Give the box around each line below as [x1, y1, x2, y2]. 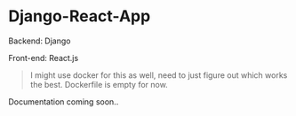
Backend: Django [8, 35, 71, 46]
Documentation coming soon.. [8, 96, 119, 107]
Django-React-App [8, 6, 151, 27]
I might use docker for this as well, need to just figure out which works [29, 69, 288, 81]
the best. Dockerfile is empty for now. [29, 79, 168, 89]
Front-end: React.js [8, 52, 79, 63]
